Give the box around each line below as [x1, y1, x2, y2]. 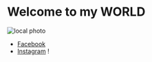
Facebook [17, 40, 46, 48]
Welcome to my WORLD [7, 4, 146, 20]
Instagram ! [17, 47, 50, 55]
